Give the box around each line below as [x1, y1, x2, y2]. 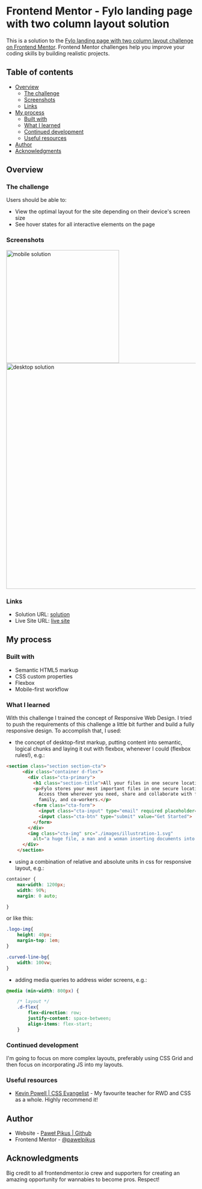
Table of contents [6, 67, 73, 78]
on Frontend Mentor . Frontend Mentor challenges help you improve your [6, 43, 185, 51]
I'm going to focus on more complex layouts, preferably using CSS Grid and [6, 1054, 194, 1061]
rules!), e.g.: [14, 752, 45, 759]
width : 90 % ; [17, 887, 47, 893]
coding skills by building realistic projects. [6, 49, 110, 57]
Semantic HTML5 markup [14, 666, 79, 673]
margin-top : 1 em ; [17, 938, 61, 944]
